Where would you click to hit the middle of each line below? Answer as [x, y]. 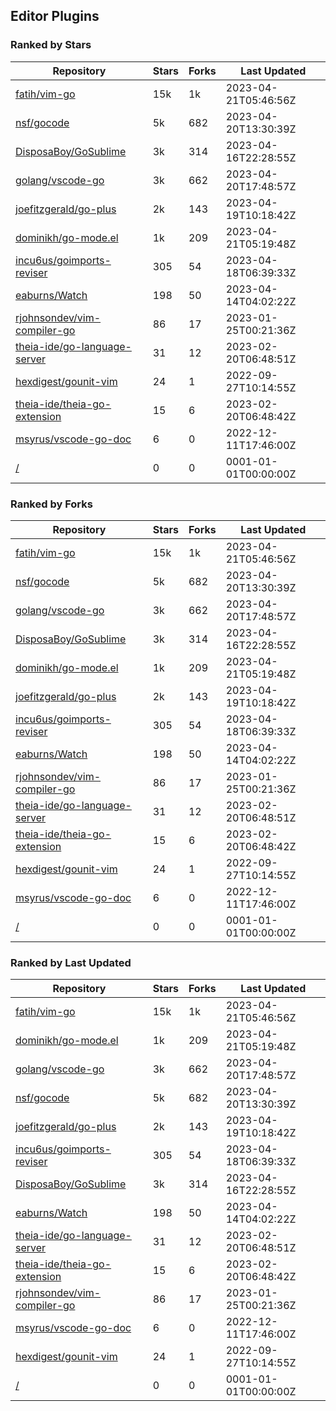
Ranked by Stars [51, 45]
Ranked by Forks [51, 504]
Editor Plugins [55, 16]
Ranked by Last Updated [71, 962]
